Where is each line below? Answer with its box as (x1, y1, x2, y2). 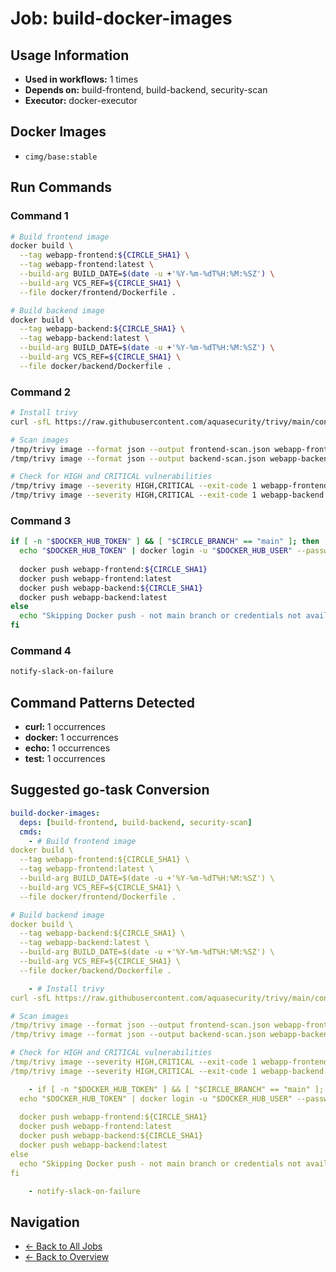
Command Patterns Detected (10, 694, 195, 711)
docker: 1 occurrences (24, 732, 119, 744)
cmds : (19, 827, 43, 837)
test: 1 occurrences (24, 753, 106, 765)
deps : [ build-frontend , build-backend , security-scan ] (19, 817, 253, 827)
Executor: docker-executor (24, 95, 138, 106)
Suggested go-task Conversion (10, 782, 210, 799)
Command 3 (10, 513, 72, 527)
